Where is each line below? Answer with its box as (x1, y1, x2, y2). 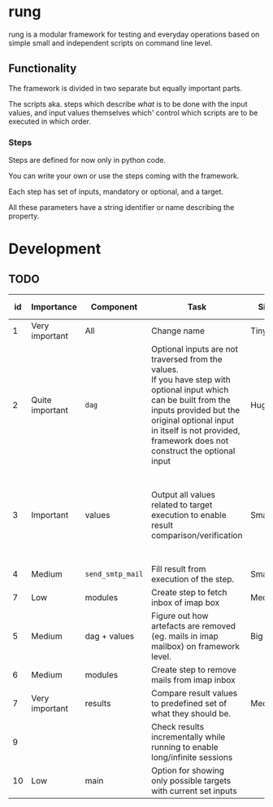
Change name (151, 325, 206, 336)
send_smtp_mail (84, 569, 144, 579)
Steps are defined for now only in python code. (8, 156, 167, 165)
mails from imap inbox (151, 674, 236, 686)
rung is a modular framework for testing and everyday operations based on (8, 29, 260, 39)
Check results (151, 721, 205, 733)
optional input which (151, 384, 229, 396)
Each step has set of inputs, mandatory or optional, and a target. (8, 186, 224, 197)
